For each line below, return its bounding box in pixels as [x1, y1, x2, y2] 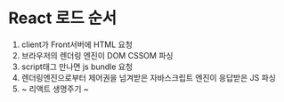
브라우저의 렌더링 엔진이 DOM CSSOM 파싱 [20, 50, 174, 60]
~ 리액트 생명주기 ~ [20, 83, 90, 94]
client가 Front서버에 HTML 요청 [20, 39, 133, 50]
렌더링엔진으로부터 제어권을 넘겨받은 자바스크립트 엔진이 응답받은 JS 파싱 [20, 72, 277, 82]
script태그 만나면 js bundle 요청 [20, 61, 134, 72]
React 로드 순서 [8, 8, 118, 28]
